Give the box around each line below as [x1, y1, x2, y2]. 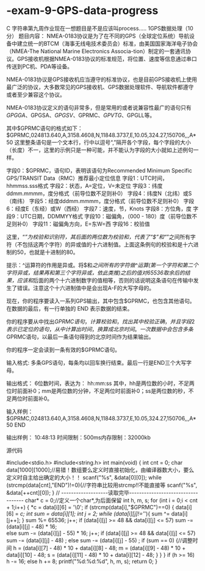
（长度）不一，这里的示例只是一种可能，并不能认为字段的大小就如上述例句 [6, 146, 193, 153]
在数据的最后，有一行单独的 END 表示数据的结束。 [6, 304, 133, 312]
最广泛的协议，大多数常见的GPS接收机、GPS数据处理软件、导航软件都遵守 [6, 83, 194, 90]
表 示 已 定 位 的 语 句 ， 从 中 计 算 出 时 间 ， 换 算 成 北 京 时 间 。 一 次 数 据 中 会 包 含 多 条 [6, 325, 193, 332]
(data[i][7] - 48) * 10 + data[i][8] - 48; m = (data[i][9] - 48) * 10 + [23, 544, 186, 551]
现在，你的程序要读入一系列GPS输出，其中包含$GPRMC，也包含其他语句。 [6, 297, 195, 304]
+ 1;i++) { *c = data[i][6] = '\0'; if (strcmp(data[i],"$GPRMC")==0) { [6, 503, 174, 511]
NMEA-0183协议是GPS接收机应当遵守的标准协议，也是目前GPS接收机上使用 [6, 76, 197, 83]
